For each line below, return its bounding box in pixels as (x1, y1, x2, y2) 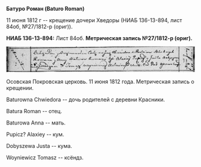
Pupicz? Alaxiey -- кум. (6, 130, 65, 138)
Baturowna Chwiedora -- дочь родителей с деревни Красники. (6, 96, 166, 103)
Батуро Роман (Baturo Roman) (6, 5, 85, 12)
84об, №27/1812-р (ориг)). (6, 23, 73, 30)
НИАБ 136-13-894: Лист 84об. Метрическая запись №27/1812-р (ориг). (6, 35, 193, 41)
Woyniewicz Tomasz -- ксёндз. (6, 154, 84, 161)
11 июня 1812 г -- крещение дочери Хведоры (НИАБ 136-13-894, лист (6, 17, 182, 23)
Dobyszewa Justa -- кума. (6, 142, 72, 149)
